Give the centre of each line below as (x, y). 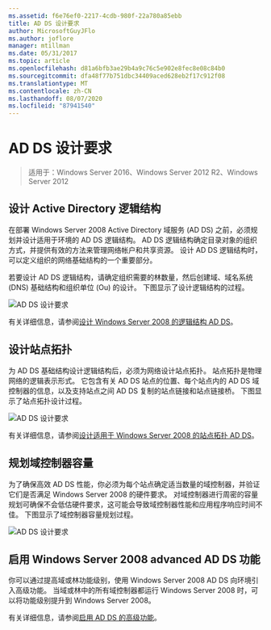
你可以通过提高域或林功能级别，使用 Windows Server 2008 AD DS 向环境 (130, 580)
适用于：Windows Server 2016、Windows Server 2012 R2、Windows (143, 172)
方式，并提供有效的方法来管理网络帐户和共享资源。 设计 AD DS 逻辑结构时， (135, 250)
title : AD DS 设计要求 (44, 23)
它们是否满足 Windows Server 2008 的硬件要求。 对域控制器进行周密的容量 (133, 494)
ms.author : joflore (41, 38)
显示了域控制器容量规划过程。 (88, 514)
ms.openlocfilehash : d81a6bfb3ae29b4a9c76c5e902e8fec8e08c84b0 (117, 69)
